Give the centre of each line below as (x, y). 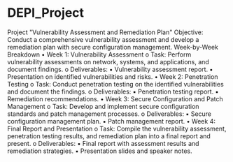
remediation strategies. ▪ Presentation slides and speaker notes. (100, 151)
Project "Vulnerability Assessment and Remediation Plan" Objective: (105, 32)
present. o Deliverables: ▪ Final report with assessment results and (103, 143)
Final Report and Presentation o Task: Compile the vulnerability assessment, (117, 128)
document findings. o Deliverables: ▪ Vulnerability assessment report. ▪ (110, 69)
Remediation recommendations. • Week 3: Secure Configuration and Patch (115, 98)
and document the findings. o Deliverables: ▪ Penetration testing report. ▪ (113, 91)
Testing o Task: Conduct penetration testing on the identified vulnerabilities (115, 84)
